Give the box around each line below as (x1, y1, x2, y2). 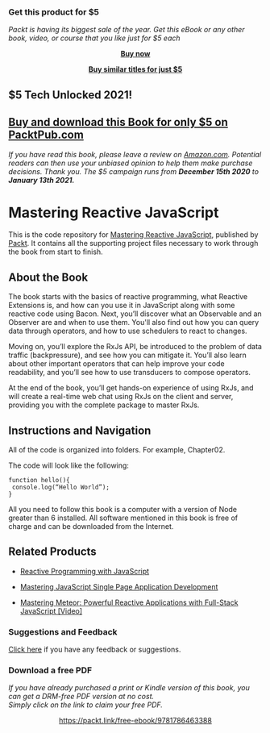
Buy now (120, 49, 151, 59)
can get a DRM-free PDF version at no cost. (8, 692, 155, 702)
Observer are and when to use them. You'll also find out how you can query (8, 318, 260, 327)
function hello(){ (8, 477, 70, 485)
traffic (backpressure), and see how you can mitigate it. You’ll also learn (8, 350, 247, 360)
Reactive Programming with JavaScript (19, 566, 150, 576)
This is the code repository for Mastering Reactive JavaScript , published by (8, 230, 259, 239)
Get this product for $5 (8, 6, 99, 18)
